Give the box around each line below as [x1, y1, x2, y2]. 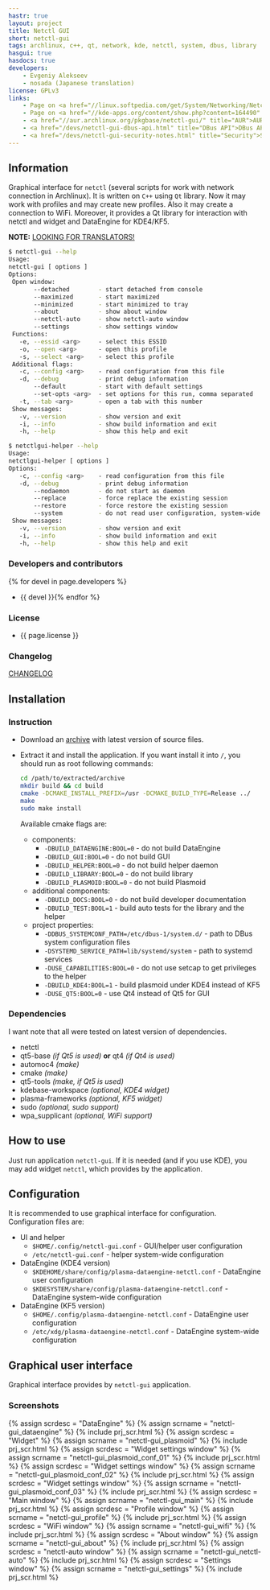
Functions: [11, 331, 48, 339]
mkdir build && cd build [19, 782, 104, 790]
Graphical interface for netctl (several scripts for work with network [8, 183, 235, 192]
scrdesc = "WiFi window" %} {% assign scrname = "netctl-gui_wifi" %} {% [8, 1521, 257, 1530]
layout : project [8, 19, 63, 27]
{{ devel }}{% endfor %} [19, 592, 100, 602]
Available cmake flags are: [19, 818, 107, 829]
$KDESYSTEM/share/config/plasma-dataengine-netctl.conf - [31, 1284, 229, 1294]
